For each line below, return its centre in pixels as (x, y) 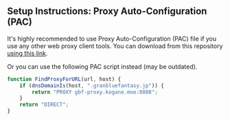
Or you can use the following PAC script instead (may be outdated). (102, 66)
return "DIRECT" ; (44, 105)
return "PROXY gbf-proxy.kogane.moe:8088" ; (95, 92)
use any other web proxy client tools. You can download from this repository (115, 46)
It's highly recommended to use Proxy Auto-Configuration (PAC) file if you (112, 38)
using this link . (27, 53)
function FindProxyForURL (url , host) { (64, 79)
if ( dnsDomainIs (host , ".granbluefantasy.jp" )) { (92, 85)
